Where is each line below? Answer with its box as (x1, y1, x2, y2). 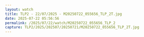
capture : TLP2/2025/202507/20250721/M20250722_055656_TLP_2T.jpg (5, 25, 139, 30)
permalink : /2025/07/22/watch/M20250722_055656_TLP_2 (5, 20, 116, 25)
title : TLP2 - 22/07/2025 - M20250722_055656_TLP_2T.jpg (5, 12, 122, 16)
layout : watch (5, 7, 34, 12)
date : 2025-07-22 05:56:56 (5, 16, 59, 21)
